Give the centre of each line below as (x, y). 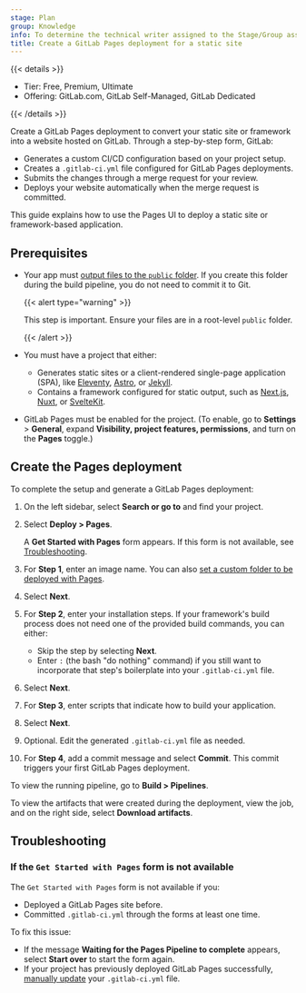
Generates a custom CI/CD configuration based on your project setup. (155, 159)
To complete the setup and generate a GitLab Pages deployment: (132, 489)
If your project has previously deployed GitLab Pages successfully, (148, 968)
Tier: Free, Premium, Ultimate (78, 86)
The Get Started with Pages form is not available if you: (115, 887)
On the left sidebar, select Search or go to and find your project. (143, 506)
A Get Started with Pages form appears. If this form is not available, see (158, 541)
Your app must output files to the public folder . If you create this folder (156, 275)
